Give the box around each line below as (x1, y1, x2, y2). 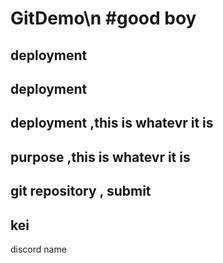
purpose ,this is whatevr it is (10, 148, 191, 166)
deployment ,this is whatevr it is (10, 115, 214, 132)
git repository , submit (10, 183, 152, 200)
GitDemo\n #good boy (10, 7, 197, 30)
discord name (10, 243, 67, 255)
